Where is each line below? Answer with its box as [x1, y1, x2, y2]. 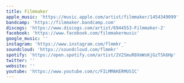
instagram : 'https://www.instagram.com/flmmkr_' [6, 41, 127, 47]
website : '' [6, 63, 35, 69]
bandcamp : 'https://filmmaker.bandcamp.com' [6, 19, 116, 25]
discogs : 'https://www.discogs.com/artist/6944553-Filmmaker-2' [6, 25, 166, 31]
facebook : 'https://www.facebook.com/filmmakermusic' [6, 30, 140, 36]
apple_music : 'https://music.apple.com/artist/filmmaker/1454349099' [6, 14, 179, 20]
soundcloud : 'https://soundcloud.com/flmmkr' [6, 47, 119, 53]
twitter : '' [6, 57, 35, 63]
